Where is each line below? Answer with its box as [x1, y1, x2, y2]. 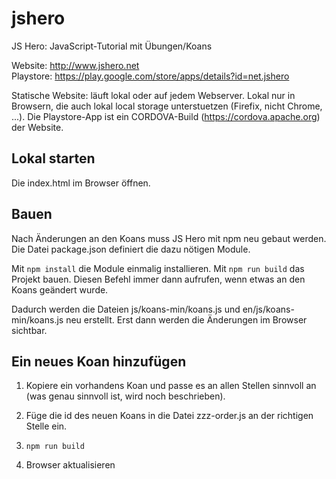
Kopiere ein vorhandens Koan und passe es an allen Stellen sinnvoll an [25, 380, 317, 392]
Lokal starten [11, 150, 96, 167]
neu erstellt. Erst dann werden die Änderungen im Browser [65, 313, 308, 326]
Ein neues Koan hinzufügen [11, 353, 187, 370]
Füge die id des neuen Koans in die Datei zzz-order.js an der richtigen [25, 410, 314, 422]
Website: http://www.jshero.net [11, 59, 140, 71]
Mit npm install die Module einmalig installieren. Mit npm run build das [11, 262, 305, 274]
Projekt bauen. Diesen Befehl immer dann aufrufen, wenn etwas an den [11, 273, 306, 285]
